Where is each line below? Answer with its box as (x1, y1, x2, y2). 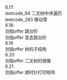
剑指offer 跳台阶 (5, 28, 38, 34)
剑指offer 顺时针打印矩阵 (5, 69, 56, 75)
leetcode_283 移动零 (5, 17, 48, 22)
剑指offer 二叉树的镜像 (5, 58, 51, 63)
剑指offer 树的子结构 (5, 46, 47, 52)
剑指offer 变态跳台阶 (5, 35, 47, 40)
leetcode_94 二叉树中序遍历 (5, 10, 62, 16)
